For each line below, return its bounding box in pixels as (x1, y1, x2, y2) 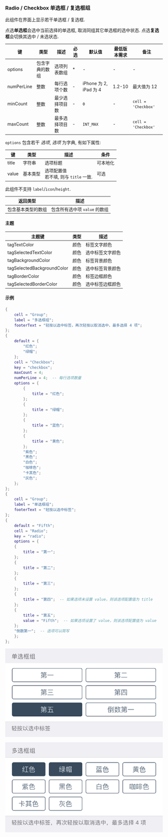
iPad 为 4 (82, 86, 101, 93)
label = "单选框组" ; (14, 502, 54, 507)
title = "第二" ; (23, 565, 55, 570)
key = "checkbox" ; (14, 365, 52, 370)
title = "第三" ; (23, 581, 55, 586)
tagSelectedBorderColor (7, 281, 57, 287)
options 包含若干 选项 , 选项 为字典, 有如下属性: (5, 139, 101, 145)
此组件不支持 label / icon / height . (5, 186, 71, 192)
